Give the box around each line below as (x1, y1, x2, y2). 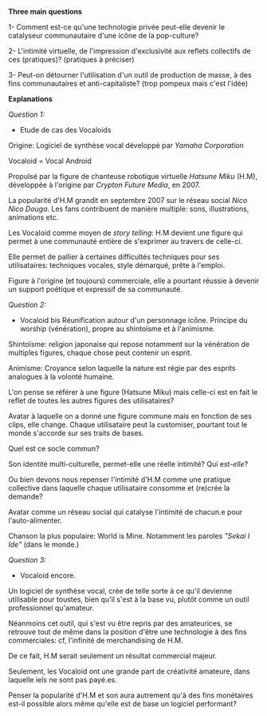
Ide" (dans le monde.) (8, 539, 80, 549)
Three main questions (8, 7, 82, 16)
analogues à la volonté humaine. (8, 372, 115, 381)
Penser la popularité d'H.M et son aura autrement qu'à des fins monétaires (8, 690, 253, 700)
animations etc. (8, 213, 59, 222)
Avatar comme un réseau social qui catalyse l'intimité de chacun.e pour (8, 507, 243, 516)
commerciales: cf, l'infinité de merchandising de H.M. (8, 635, 183, 645)
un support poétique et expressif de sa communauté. (8, 284, 183, 294)
